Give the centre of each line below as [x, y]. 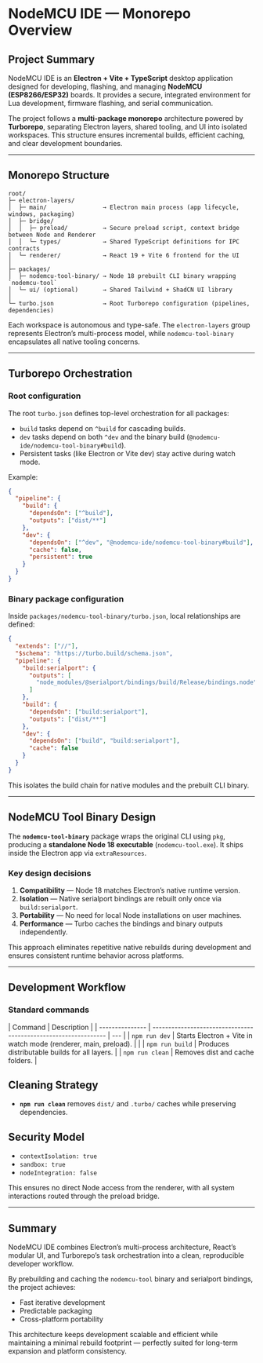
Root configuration [45, 396]
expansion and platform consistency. [67, 1351]
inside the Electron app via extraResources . [77, 853]
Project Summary [52, 59]
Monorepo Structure [59, 175]
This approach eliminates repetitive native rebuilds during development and [130, 947]
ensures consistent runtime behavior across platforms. [96, 956]
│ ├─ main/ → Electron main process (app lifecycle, [124, 207]
